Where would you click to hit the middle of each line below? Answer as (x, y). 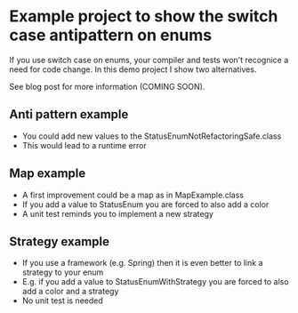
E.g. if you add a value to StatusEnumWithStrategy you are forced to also (155, 282)
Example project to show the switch (144, 16)
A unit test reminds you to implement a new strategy (117, 213)
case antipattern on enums (110, 35)
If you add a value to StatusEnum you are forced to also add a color (145, 204)
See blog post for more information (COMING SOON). (107, 86)
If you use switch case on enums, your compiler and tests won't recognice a (149, 60)
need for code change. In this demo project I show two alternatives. (133, 69)
